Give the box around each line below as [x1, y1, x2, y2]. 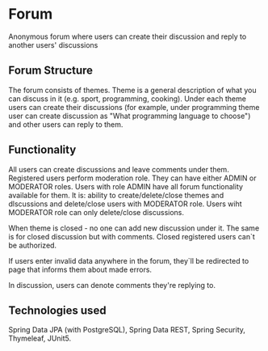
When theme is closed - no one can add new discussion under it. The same [8, 223, 260, 233]
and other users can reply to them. [8, 119, 124, 129]
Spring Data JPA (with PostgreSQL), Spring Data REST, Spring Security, [8, 325, 246, 335]
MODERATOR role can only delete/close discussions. [8, 207, 184, 217]
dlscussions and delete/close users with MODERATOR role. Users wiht [8, 199, 242, 209]
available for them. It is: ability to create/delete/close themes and [8, 190, 224, 200]
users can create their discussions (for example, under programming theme [8, 102, 260, 112]
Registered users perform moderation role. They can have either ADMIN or [8, 173, 257, 183]
